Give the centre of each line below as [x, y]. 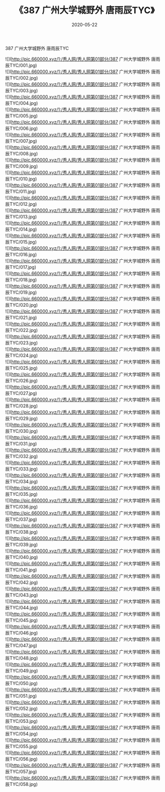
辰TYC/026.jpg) [21, 380]
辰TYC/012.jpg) [21, 204]
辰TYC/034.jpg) [22, 481]
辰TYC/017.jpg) [21, 267]
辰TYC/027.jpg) [21, 393]
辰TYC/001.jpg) [21, 65]
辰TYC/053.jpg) [21, 721]
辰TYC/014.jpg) [21, 229]
